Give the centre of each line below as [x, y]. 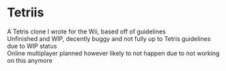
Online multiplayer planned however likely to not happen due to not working [113, 53]
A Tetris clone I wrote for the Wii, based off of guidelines [86, 31]
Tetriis [26, 13]
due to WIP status [32, 46]
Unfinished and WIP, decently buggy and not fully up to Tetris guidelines [109, 38]
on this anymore [30, 60]
